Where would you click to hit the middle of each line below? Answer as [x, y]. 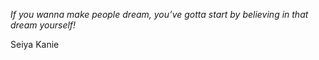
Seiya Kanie [35, 44]
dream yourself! [43, 25]
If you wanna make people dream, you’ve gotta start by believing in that [159, 14]
